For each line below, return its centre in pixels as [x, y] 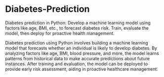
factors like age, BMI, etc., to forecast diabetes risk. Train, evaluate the [77, 28]
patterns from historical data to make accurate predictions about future [77, 58]
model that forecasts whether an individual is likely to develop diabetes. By [81, 48]
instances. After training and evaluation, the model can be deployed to [77, 64]
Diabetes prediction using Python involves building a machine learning [77, 42]
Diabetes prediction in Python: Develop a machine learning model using [78, 23]
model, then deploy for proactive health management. [60, 33]
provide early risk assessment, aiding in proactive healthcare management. [82, 69]
